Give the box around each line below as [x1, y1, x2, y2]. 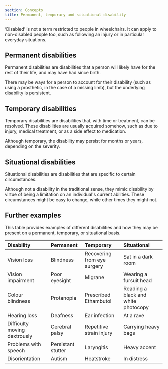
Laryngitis [84, 344, 108, 351]
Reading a [123, 285, 147, 292]
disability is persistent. [5, 90, 51, 96]
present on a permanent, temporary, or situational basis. [5, 230, 121, 236]
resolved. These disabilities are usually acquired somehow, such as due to [5, 123, 158, 129]
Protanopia [50, 294, 77, 301]
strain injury [84, 329, 113, 336]
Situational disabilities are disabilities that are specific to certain [5, 171, 136, 177]
